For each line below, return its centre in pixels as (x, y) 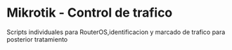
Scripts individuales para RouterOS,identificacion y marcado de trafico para (116, 32)
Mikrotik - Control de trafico (90, 13)
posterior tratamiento (37, 39)
